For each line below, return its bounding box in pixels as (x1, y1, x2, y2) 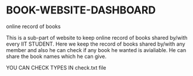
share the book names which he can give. (6, 53, 107, 60)
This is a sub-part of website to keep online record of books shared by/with (6, 34, 188, 41)
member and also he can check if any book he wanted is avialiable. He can (6, 46, 187, 53)
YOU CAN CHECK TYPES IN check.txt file (6, 64, 106, 71)
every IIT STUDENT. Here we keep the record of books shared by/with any (6, 40, 185, 47)
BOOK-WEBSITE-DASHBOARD (6, 4, 156, 17)
